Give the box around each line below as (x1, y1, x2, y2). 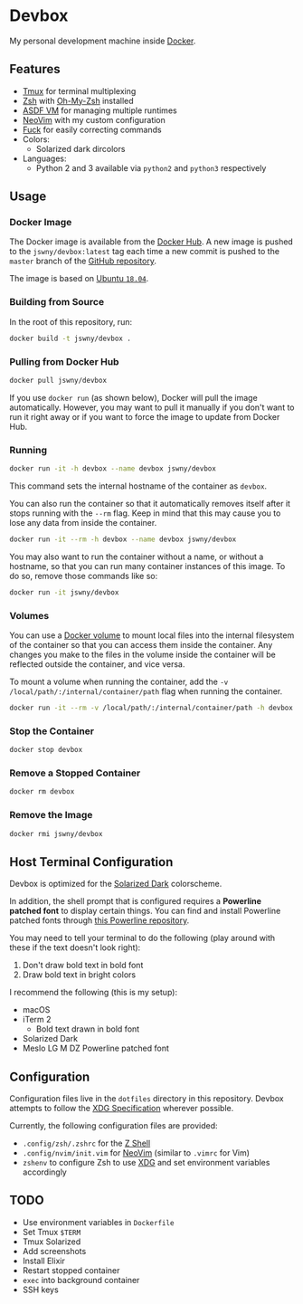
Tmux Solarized (22, 1236, 81, 1247)
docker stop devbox (9, 746, 83, 755)
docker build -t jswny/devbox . (9, 334, 131, 343)
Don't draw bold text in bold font (22, 960, 144, 971)
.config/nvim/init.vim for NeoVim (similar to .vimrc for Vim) (22, 1147, 251, 1158)
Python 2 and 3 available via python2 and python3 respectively (35, 162, 267, 173)
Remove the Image (9, 809, 93, 822)
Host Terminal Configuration (9, 854, 174, 870)
